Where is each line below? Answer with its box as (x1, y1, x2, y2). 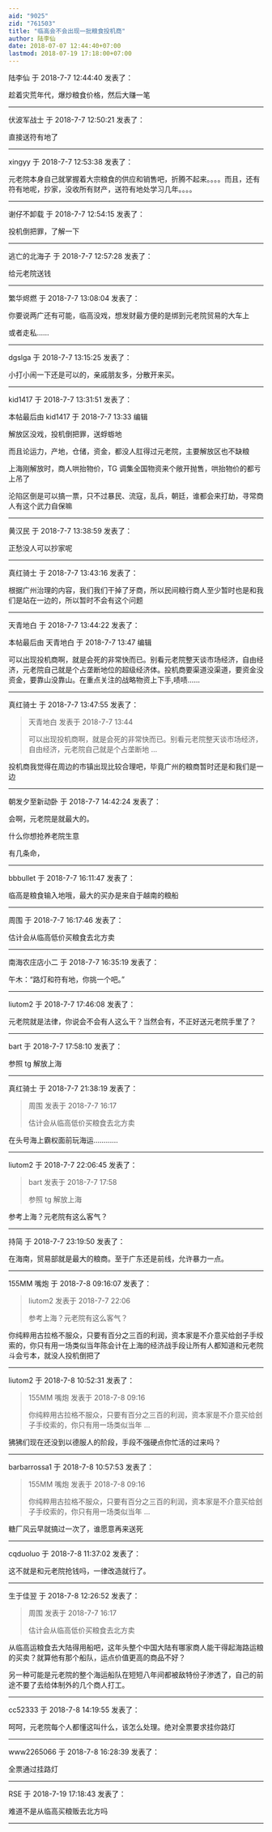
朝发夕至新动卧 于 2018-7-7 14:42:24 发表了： (8, 796, 162, 806)
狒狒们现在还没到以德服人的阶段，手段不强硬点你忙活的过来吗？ (8, 1437, 221, 1447)
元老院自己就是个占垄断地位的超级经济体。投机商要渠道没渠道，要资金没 (22, 665, 264, 674)
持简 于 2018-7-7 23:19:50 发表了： (8, 1237, 125, 1246)
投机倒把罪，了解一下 (8, 226, 79, 236)
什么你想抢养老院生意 (8, 831, 79, 840)
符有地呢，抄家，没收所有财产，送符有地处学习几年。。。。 (8, 184, 197, 194)
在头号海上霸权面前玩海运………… (8, 1135, 119, 1144)
